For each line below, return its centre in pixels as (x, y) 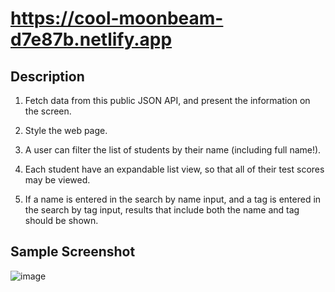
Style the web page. (66, 130)
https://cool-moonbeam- (117, 18)
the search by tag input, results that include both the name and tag (162, 210)
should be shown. (61, 220)
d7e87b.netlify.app (91, 39)
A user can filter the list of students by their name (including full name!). (173, 150)
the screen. (48, 111)
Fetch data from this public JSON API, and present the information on (167, 100)
